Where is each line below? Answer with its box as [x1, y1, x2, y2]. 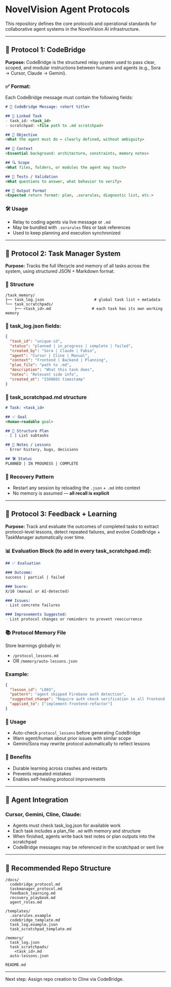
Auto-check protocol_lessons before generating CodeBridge [12, 730, 141, 736]
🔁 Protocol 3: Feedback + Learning [5, 510, 117, 518]
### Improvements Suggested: [5, 612, 67, 617]
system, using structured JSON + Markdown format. [5, 268, 115, 274]
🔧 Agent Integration [5, 795, 69, 804]
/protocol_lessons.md [12, 653, 59, 659]
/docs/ [5, 878, 19, 883]
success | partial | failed [5, 575, 65, 580]
